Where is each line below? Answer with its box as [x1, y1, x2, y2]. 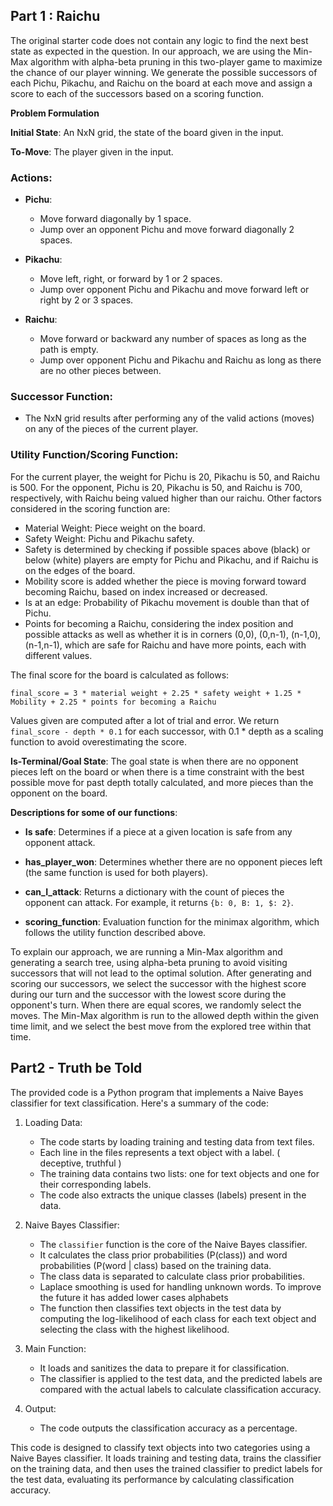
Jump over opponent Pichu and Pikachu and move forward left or [39, 284, 310, 296]
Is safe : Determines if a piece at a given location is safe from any [24, 825, 293, 838]
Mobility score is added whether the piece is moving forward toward [24, 575, 307, 587]
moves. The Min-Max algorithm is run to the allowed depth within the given [10, 1009, 320, 1021]
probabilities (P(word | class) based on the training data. [39, 1259, 272, 1271]
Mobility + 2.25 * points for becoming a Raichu [10, 697, 217, 707]
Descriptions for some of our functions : [10, 806, 178, 818]
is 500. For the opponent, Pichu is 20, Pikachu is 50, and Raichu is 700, [10, 481, 303, 493]
